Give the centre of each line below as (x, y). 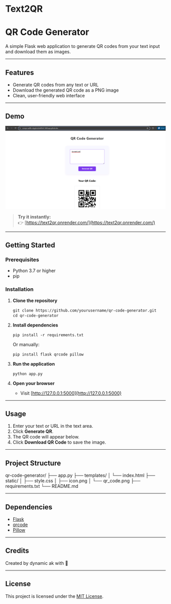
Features (20, 73)
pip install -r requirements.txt (48, 335)
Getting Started (30, 245)
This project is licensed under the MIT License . (54, 596)
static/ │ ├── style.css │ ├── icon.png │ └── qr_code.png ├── (73, 481)
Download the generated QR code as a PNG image (66, 90)
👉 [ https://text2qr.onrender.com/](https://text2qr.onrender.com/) (86, 223)
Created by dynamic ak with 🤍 (37, 563)
